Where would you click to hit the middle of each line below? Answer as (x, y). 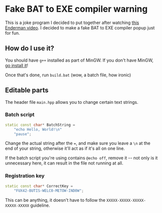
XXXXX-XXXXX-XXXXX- (126, 200)
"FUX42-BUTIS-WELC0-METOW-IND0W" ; (49, 190)
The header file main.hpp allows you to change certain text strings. (72, 102)
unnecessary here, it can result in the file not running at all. (64, 163)
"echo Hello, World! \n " (38, 129)
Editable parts (27, 90)
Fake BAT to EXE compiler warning (76, 9)
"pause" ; (23, 134)
